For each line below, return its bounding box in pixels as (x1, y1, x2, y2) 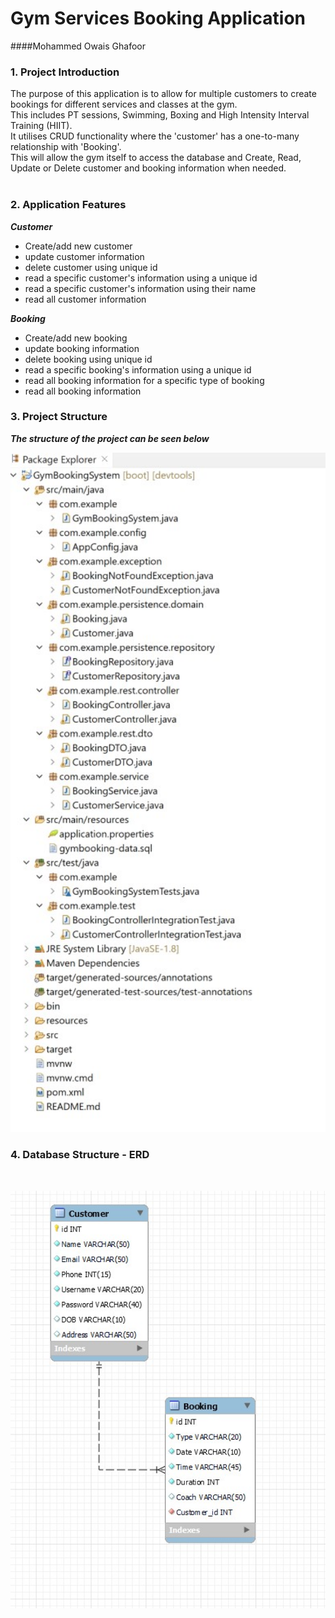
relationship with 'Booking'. (10, 141, 122, 153)
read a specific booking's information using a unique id (24, 363, 252, 376)
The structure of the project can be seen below (10, 432, 210, 444)
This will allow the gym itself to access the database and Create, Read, (10, 152, 302, 164)
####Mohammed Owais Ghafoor (10, 40, 147, 52)
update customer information (24, 250, 145, 262)
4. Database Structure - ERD (10, 1148, 150, 1162)
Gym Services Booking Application (10, 7, 307, 30)
